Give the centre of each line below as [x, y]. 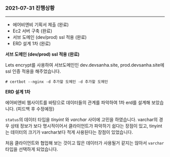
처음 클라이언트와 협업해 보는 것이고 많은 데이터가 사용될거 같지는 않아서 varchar [85, 143]
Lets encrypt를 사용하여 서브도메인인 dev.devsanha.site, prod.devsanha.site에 [85, 65]
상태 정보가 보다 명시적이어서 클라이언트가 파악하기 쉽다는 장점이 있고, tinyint [86, 126]
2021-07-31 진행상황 [30, 8]
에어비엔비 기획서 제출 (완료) [41, 25]
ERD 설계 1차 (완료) [32, 43]
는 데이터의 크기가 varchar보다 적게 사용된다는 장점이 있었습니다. [69, 132]
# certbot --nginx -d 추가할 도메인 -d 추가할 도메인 [57, 82]
